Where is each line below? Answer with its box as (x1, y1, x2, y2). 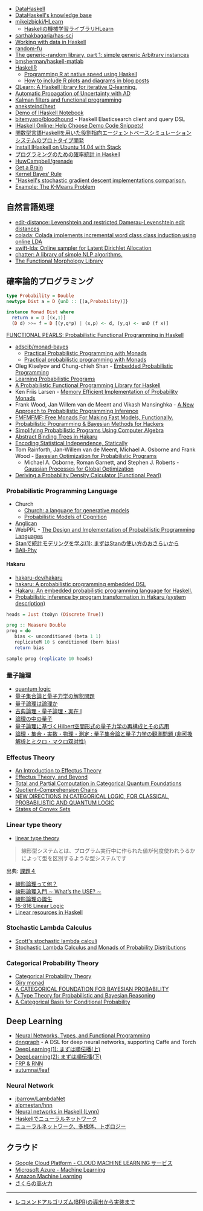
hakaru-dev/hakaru (14, 574, 63, 581)
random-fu (14, 45, 42, 52)
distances (14, 225, 40, 232)
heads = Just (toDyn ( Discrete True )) (6, 611, 104, 618)
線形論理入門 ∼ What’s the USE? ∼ (14, 887, 101, 895)
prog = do (6, 628, 31, 634)
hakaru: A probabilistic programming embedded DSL (14, 580, 146, 587)
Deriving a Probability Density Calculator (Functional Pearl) (14, 472, 162, 478)
